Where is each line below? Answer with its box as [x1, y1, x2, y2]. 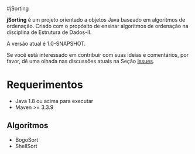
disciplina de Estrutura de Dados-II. [6, 29, 92, 36]
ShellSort [15, 142, 37, 149]
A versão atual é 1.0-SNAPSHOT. [6, 40, 86, 47]
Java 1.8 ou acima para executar [15, 97, 94, 104]
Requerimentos [6, 78, 84, 91]
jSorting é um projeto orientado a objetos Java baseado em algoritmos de [6, 16, 186, 23]
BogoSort [15, 136, 39, 143]
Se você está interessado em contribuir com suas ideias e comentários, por [6, 52, 189, 58]
